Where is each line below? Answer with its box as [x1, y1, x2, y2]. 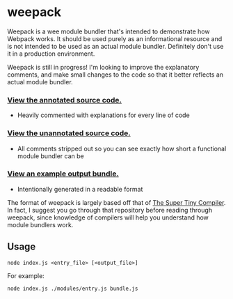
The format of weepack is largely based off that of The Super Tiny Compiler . [7, 198, 226, 206]
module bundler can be [17, 151, 85, 160]
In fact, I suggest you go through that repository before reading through [7, 206, 213, 214]
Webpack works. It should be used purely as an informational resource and [7, 34, 223, 43]
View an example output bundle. [7, 169, 120, 178]
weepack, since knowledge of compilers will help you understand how [7, 213, 209, 222]
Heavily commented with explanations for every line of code [17, 111, 190, 119]
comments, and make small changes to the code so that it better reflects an [7, 70, 224, 79]
